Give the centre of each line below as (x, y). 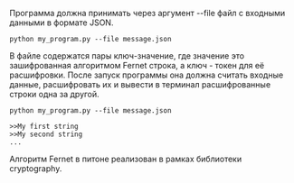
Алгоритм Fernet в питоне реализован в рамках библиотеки (126, 159)
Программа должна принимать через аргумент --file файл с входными (147, 13)
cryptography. (36, 169)
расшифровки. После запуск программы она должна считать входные (147, 75)
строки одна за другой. (54, 94)
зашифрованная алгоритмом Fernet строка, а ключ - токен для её (137, 65)
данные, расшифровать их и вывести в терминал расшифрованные (140, 84)
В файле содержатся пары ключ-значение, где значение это (127, 56)
